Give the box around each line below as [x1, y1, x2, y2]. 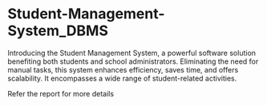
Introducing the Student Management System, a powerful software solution [7, 48, 257, 57]
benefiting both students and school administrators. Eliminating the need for [7, 57, 259, 66]
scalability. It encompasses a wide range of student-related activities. [7, 73, 237, 83]
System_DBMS [7, 22, 109, 40]
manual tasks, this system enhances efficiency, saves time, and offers [7, 65, 239, 74]
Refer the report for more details [7, 88, 114, 98]
